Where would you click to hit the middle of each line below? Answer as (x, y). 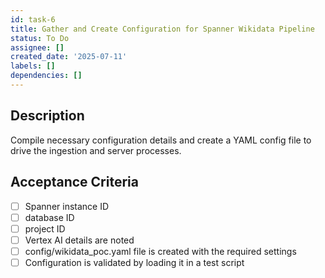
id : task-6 (33, 19)
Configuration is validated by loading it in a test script (134, 262)
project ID (45, 228)
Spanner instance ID (67, 206)
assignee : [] (37, 47)
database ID (49, 217)
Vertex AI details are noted (79, 240)
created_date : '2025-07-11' (69, 57)
